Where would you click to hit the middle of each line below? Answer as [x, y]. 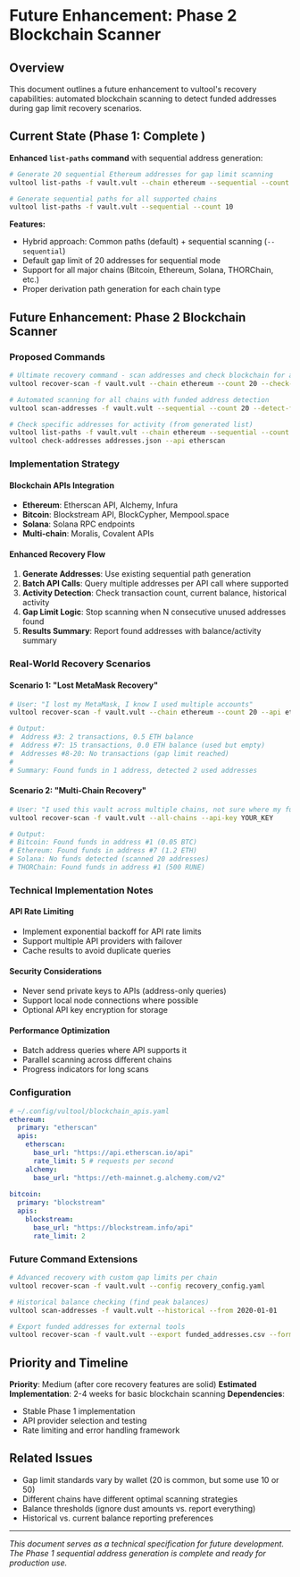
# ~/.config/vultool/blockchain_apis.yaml [89, 1111]
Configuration [40, 1093]
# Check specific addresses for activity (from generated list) [131, 424]
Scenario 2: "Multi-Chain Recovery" [78, 791]
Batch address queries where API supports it [104, 1050]
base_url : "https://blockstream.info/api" [113, 1228]
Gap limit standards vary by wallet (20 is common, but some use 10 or [150, 1479]
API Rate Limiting [42, 912]
